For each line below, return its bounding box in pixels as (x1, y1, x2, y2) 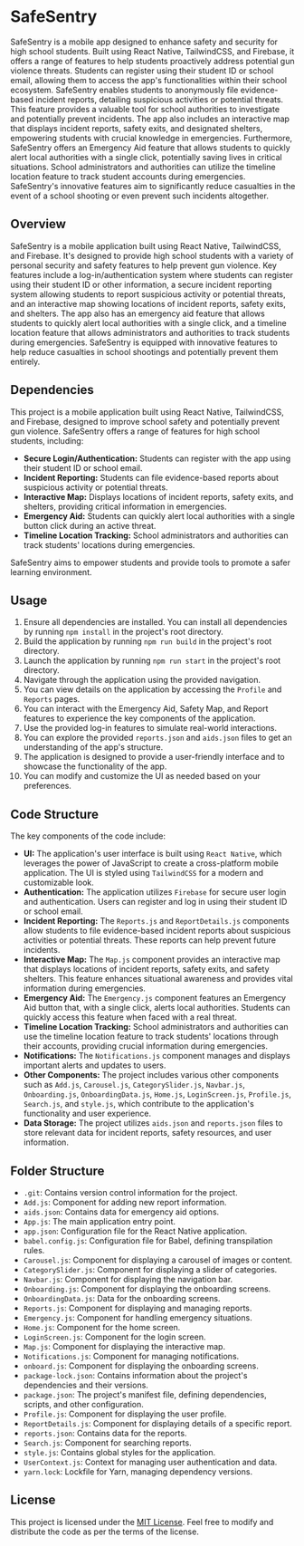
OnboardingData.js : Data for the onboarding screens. (23, 1293, 221, 1303)
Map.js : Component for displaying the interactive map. (23, 1341, 225, 1351)
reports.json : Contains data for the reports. (23, 1428, 187, 1438)
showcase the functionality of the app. (23, 761, 167, 772)
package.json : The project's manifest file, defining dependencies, (23, 1389, 267, 1400)
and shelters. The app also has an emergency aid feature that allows (10, 308, 265, 319)
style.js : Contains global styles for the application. (23, 1447, 216, 1457)
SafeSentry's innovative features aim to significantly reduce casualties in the (10, 180, 296, 191)
